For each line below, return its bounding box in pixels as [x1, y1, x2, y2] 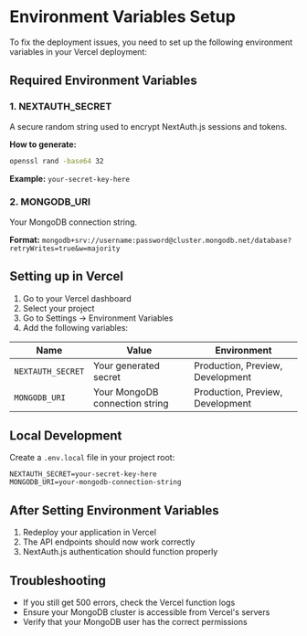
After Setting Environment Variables [9, 503, 219, 518]
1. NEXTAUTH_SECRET [9, 101, 112, 113]
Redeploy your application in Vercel [22, 527, 157, 538]
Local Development [9, 428, 122, 443]
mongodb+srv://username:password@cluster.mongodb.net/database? [41, 236, 292, 245]
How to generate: [9, 139, 77, 150]
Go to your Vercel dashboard [22, 292, 132, 303]
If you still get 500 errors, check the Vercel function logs [22, 597, 236, 609]
